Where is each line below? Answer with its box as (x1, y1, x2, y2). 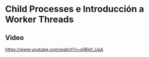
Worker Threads (5, 14, 74, 25)
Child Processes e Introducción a (5, 3, 145, 15)
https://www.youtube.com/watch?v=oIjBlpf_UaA (5, 47, 103, 52)
